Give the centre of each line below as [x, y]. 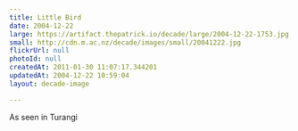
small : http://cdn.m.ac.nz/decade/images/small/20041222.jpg [125, 42]
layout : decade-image [50, 84]
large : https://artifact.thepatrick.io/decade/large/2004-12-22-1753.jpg [149, 34]
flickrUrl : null [39, 51]
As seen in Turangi [44, 117]
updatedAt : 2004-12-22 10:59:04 [69, 76]
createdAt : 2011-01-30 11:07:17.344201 [83, 68]
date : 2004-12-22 [41, 26]
